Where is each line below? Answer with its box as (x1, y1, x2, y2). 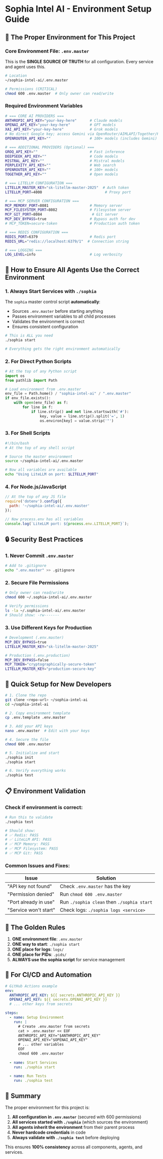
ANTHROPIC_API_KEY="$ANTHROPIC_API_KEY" (17, 1033, 101, 1038)
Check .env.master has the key (60, 883, 131, 890)
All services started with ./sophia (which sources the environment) (12, 1119, 148, 1125)
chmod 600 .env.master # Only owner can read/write (5, 91, 114, 96)
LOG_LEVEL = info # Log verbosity (5, 252, 123, 257)
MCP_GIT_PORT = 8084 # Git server (5, 212, 118, 217)
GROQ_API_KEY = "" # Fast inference (5, 149, 125, 154)
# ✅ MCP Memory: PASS (5, 842, 50, 847)
